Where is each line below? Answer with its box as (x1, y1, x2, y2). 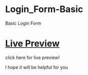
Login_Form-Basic (5, 4, 83, 15)
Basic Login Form (5, 20, 42, 26)
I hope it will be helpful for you (5, 64, 68, 70)
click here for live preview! (5, 54, 60, 60)
